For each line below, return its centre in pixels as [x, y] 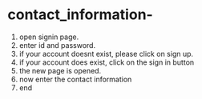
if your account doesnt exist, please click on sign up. [106, 53]
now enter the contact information [75, 79]
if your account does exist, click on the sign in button [107, 62]
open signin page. [49, 37]
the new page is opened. [60, 70]
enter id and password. [57, 45]
